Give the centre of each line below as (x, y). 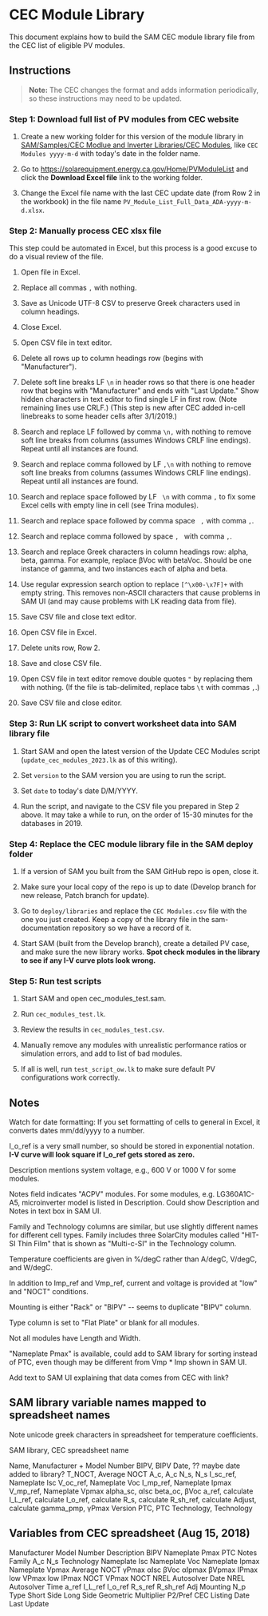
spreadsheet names (60, 1416)
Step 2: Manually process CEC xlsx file (85, 231)
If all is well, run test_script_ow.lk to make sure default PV (118, 1069)
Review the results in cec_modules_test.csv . (93, 1029)
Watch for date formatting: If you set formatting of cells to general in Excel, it (135, 1122)
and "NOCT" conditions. (49, 1292)
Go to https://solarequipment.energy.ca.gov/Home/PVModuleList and (134, 169)
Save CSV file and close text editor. (79, 617)
